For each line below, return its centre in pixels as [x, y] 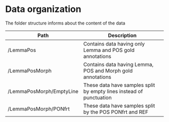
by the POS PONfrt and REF [116, 112]
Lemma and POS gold [109, 50]
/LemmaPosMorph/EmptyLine [43, 91]
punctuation [98, 97]
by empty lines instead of [113, 91]
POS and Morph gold [108, 70]
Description [122, 35]
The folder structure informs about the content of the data [65, 23]
